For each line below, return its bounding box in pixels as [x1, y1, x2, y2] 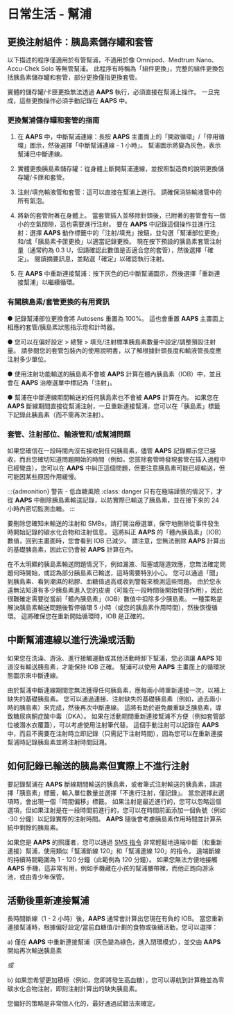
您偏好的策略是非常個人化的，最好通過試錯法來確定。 [7, 999, 159, 1008]
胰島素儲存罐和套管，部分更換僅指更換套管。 [12, 73, 141, 81]
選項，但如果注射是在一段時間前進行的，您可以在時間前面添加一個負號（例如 [7, 805, 226, 814]
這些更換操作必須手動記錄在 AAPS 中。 [19, 96, 132, 105]
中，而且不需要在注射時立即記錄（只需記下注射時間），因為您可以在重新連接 [7, 729, 223, 737]
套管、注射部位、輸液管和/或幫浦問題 [7, 429, 131, 439]
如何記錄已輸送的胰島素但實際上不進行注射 [7, 760, 189, 772]
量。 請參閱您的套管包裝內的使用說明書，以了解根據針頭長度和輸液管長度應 [7, 346, 222, 354]
